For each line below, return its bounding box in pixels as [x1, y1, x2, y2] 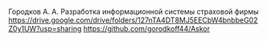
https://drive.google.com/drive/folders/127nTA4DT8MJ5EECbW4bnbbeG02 [8, 15, 258, 25]
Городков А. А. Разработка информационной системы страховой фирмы [8, 7, 259, 16]
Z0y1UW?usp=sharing [8, 24, 82, 33]
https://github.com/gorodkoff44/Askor [83, 24, 211, 33]
